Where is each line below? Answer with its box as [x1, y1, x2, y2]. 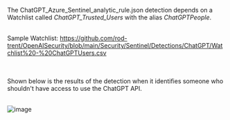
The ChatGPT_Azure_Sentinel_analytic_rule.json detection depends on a [7, 6, 213, 14]
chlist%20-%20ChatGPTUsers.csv [7, 49, 107, 57]
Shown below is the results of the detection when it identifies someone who [7, 77, 224, 85]
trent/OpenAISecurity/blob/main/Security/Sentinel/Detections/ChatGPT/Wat [7, 42, 223, 49]
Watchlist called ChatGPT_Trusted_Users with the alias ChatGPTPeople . [7, 13, 212, 22]
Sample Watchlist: [7, 34, 59, 42]
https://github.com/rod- [60, 34, 127, 42]
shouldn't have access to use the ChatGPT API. [7, 85, 142, 92]
